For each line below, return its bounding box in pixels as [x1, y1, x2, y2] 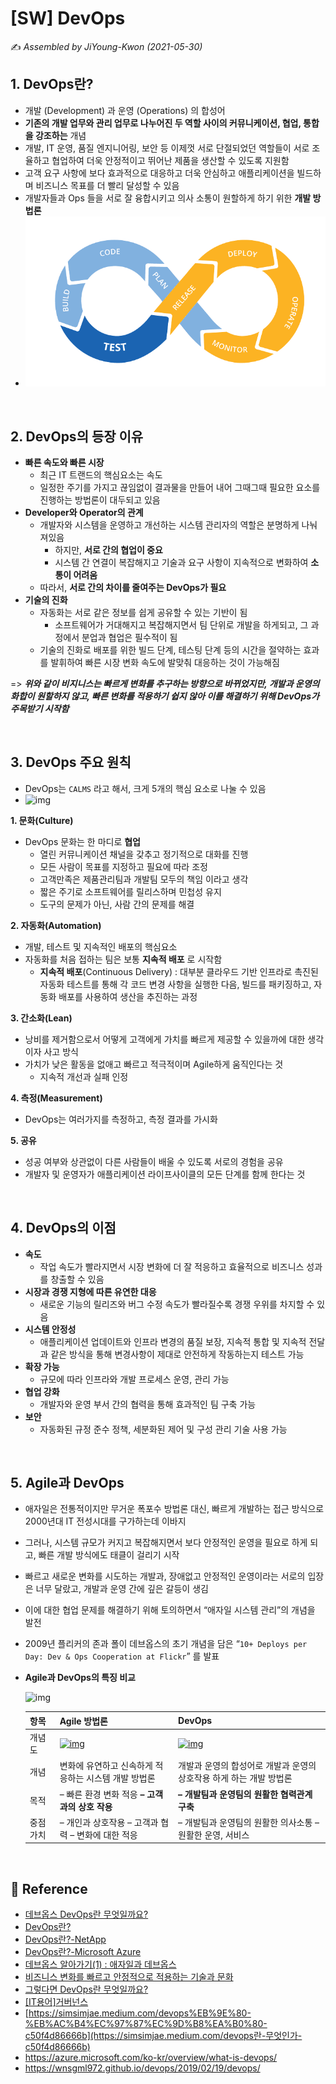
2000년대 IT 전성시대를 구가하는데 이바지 [24, 1515, 187, 1527]
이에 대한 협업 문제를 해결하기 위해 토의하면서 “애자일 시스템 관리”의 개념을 [24, 1604, 316, 1616]
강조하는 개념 [34, 129, 87, 141]
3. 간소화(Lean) [10, 1012, 73, 1024]
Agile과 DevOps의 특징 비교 [24, 1672, 136, 1684]
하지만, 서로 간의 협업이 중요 [54, 543, 163, 556]
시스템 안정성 [24, 1323, 77, 1335]
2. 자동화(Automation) [10, 919, 102, 931]
